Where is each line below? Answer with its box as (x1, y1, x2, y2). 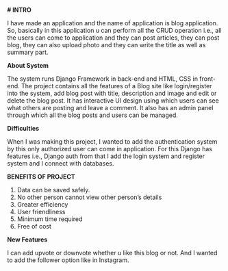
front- (199, 75, 216, 83)
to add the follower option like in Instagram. (7, 256, 129, 264)
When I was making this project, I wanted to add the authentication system (7, 138, 218, 146)
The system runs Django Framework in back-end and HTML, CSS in (7, 75, 199, 83)
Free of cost (16, 222, 51, 230)
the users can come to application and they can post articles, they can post (7, 34, 220, 42)
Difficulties (7, 125, 40, 132)
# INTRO (7, 6, 32, 14)
